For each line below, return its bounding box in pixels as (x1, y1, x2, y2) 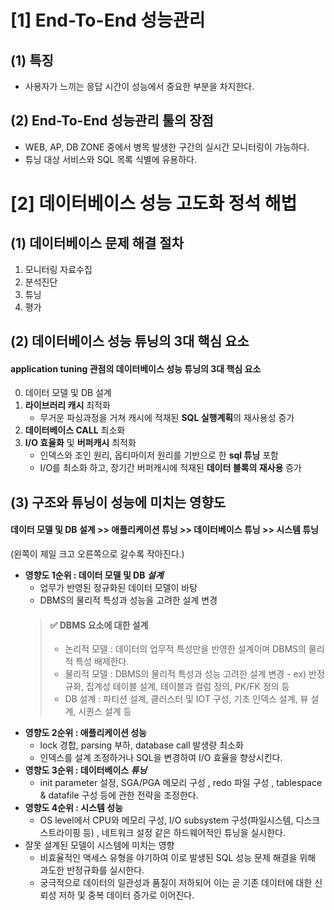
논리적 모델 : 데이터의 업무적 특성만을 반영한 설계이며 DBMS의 (64, 643, 307, 655)
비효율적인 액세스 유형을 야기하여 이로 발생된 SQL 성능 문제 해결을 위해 (39, 852, 317, 864)
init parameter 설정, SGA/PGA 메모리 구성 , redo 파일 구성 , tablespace (39, 777, 323, 789)
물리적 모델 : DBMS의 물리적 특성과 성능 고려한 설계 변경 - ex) (64, 668, 307, 680)
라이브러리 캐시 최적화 (24, 399, 111, 411)
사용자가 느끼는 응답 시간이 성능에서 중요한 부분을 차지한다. (24, 81, 255, 92)
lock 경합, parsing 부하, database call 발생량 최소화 (39, 739, 244, 751)
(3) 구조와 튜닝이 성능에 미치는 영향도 (10, 494, 227, 511)
